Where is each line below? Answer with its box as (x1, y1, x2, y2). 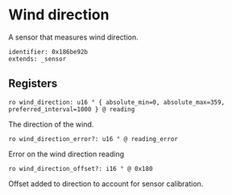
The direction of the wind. (8, 119, 94, 129)
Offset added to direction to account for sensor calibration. (8, 179, 204, 189)
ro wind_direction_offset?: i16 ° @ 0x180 (8, 164, 153, 172)
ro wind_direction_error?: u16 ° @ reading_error (8, 135, 179, 143)
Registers (8, 77, 58, 90)
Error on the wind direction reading (8, 149, 125, 159)
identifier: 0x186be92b (8, 48, 89, 56)
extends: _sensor (8, 55, 67, 63)
